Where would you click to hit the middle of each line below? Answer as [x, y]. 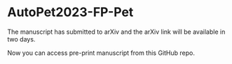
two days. [21, 39]
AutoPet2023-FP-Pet [70, 12]
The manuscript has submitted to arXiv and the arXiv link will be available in [116, 32]
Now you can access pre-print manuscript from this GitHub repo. [101, 53]
